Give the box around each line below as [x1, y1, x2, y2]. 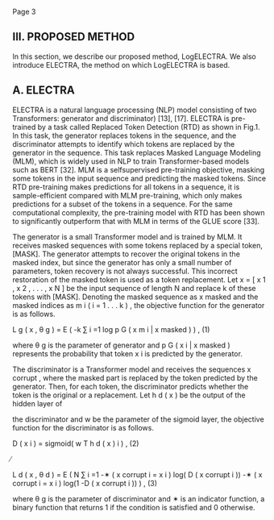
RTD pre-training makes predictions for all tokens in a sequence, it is [12, 181, 240, 192]
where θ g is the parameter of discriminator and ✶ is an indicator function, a [12, 493, 265, 503]
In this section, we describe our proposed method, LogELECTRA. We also [12, 52, 256, 61]
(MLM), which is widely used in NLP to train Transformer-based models [12, 156, 250, 166]
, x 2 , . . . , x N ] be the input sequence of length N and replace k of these [12, 283, 256, 293]
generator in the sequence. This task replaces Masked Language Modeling [12, 148, 261, 157]
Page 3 [12, 7, 36, 16]
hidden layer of [12, 398, 63, 408]
